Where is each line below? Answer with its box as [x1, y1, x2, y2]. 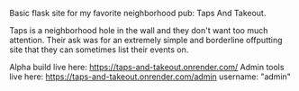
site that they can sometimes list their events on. [9, 44, 189, 55]
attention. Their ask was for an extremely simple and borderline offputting [9, 35, 283, 45]
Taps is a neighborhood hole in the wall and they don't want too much [9, 25, 268, 35]
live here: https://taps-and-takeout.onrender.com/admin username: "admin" [9, 71, 291, 82]
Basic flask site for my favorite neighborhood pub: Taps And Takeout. [9, 8, 267, 18]
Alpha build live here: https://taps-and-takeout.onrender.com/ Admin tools [9, 62, 285, 72]
